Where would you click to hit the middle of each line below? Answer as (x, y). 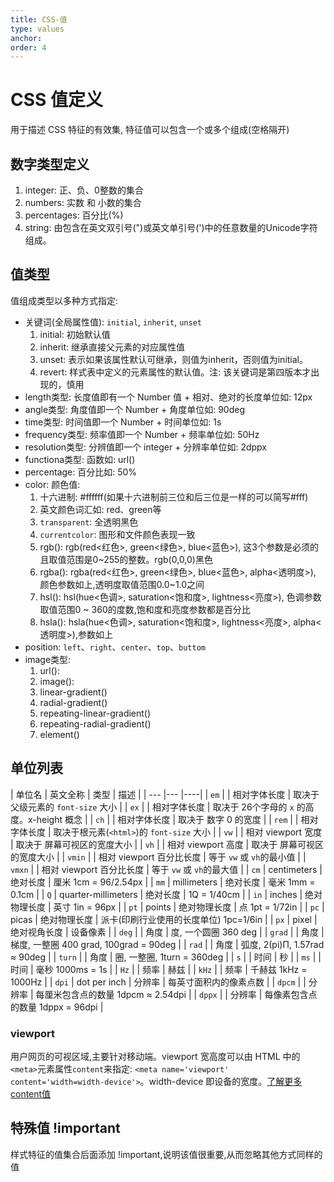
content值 (31, 1093)
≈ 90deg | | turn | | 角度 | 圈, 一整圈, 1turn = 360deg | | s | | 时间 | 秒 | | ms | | (166, 957)
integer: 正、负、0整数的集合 (84, 190)
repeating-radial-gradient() (95, 723)
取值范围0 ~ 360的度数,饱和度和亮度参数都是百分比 (145, 609)
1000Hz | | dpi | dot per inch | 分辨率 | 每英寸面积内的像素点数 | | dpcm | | (158, 982)
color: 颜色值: (52, 484)
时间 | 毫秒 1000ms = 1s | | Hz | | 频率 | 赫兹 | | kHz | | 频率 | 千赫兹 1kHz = (159, 969)
